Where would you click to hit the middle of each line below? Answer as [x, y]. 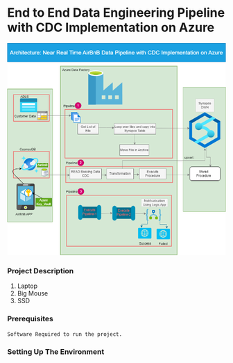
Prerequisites [30, 319]
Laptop [27, 286]
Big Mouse [33, 293]
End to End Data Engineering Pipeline [116, 13]
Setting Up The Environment [56, 352]
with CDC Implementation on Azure [111, 27]
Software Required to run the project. [65, 334]
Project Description [41, 271]
